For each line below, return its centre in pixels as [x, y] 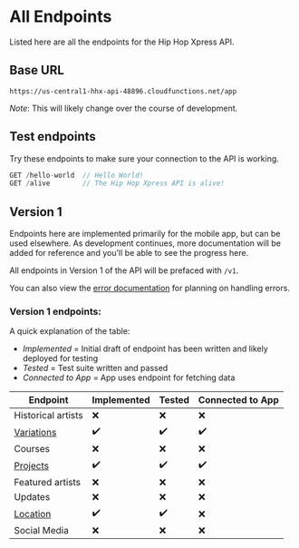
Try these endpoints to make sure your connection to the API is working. [144, 158]
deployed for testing [60, 358]
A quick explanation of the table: [70, 331]
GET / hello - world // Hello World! [77, 175]
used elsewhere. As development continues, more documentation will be [145, 243]
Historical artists [48, 416]
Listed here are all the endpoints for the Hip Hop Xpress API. [122, 42]
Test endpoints [53, 137]
